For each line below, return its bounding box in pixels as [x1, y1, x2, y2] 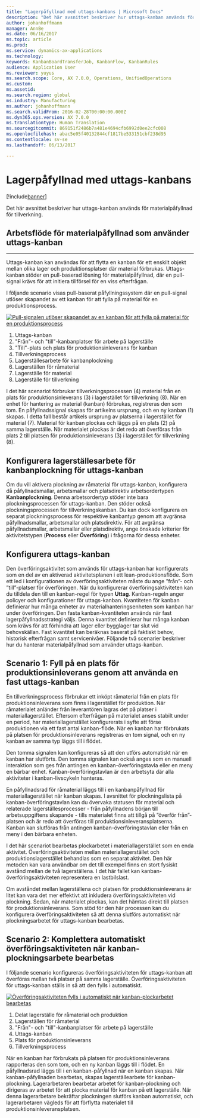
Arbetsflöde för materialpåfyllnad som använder [6, 228, 190, 238]
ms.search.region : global [6, 92, 70, 98]
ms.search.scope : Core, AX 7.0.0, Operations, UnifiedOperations [6, 75, 171, 81]
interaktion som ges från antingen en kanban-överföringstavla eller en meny [6, 761, 193, 768]
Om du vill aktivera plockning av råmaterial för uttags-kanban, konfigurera [6, 481, 187, 488]
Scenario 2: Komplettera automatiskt [6, 935, 146, 945]
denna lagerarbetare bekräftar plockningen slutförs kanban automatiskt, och [6, 1092, 193, 1099]
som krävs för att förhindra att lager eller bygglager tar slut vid [6, 622, 159, 629]
